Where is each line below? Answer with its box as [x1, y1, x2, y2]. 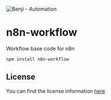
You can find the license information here [6, 87, 105, 94]
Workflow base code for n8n [6, 45, 75, 52]
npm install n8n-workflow [6, 56, 69, 62]
